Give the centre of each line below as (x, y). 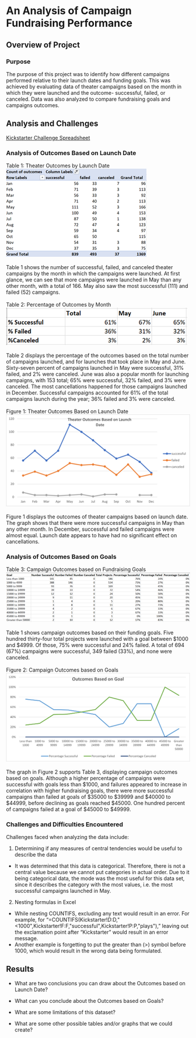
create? (24, 1030)
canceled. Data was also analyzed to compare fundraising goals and (88, 99)
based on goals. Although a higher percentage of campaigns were (86, 778)
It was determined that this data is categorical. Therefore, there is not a (100, 866)
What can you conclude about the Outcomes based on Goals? (89, 1001)
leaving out (175, 926)
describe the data (36, 854)
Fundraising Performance (69, 23)
